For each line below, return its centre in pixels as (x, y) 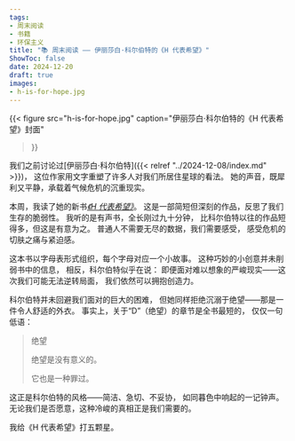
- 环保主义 (27, 42)
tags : (19, 17)
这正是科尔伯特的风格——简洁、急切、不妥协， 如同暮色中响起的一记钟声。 (147, 397)
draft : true (31, 75)
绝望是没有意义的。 (66, 359)
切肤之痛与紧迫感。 (44, 240)
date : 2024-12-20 (41, 67)
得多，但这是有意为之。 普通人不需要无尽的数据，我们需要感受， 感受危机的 (147, 228)
